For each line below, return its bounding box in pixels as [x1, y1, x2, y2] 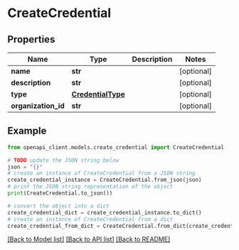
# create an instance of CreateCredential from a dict [7, 215, 174, 223]
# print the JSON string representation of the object [7, 183, 174, 190]
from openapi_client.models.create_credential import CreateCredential [7, 143, 224, 151]
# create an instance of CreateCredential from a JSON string [7, 170, 196, 177]
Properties [7, 33, 55, 45]
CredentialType [71, 89, 126, 99]
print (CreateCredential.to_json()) [7, 190, 113, 197]
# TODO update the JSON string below [7, 156, 119, 164]
